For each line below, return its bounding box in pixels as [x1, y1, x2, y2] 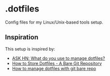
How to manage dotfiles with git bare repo [12, 65, 96, 71]
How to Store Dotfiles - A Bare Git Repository [12, 60, 102, 66]
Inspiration [5, 33, 39, 41]
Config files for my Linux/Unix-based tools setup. [5, 19, 103, 25]
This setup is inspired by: [5, 46, 55, 51]
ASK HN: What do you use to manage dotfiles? [12, 55, 105, 61]
